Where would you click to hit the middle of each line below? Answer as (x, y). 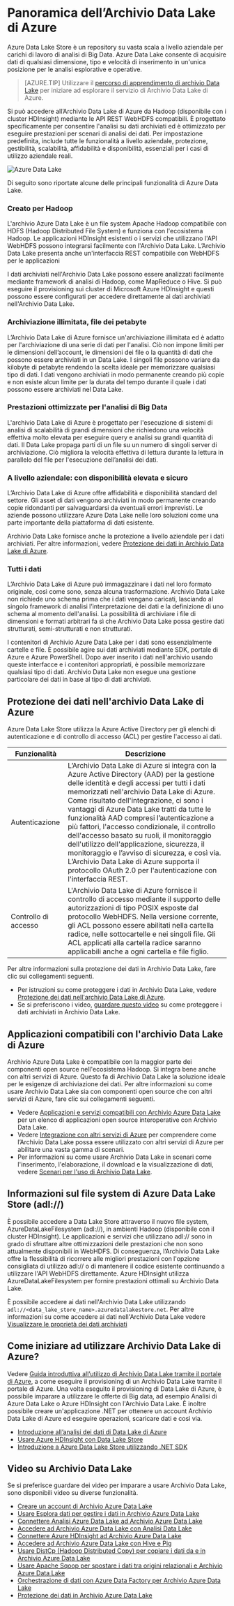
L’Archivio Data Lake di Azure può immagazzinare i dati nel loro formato (110, 584)
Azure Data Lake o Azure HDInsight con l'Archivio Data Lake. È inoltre (107, 1403)
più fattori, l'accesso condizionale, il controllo (141, 827)
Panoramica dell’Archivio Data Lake (111, 13)
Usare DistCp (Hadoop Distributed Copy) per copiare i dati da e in (111, 1551)
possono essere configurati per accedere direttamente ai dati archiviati (109, 297)
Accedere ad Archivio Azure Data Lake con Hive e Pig (94, 1543)
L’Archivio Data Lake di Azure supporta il (133, 862)
